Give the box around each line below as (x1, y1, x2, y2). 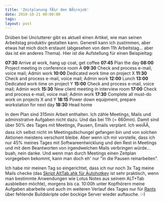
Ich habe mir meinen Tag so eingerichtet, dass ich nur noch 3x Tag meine (5, 165, 154, 171)
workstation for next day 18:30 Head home (5, 102, 93, 108)
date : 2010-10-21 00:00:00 (5, 12, 61, 17)
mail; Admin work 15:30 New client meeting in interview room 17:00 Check (5, 86, 157, 92)
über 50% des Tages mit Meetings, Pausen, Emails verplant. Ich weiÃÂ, (5, 122, 150, 128)
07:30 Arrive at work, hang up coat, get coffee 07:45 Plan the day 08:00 (5, 60, 154, 66)
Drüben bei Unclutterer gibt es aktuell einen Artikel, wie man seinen (5, 35, 142, 40)
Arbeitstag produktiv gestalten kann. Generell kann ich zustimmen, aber (5, 40, 151, 46)
